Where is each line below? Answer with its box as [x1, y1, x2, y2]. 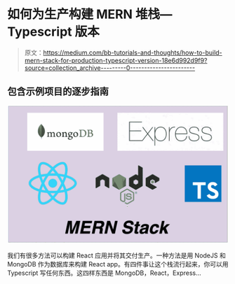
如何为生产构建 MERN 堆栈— [7, 6, 173, 22]
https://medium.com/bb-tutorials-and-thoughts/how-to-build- [43, 48, 222, 57]
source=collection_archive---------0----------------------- [24, 64, 195, 72]
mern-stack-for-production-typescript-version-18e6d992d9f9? [24, 56, 208, 64]
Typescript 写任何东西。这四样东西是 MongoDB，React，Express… [7, 269, 201, 277]
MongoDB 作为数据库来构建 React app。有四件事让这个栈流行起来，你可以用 [7, 260, 229, 268]
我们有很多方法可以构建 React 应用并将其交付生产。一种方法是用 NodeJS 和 [7, 251, 226, 260]
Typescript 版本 [7, 24, 100, 40]
